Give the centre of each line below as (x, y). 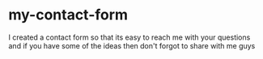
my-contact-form (68, 15)
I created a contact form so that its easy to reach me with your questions (129, 37)
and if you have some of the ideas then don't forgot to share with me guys (132, 45)
